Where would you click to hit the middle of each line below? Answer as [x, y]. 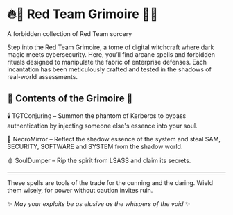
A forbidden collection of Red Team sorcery [70, 33]
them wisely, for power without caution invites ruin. [80, 190]
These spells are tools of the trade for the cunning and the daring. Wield [110, 182]
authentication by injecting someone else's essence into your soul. [102, 126]
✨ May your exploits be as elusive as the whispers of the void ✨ [99, 203]
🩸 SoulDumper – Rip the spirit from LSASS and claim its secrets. [99, 160]
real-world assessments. [43, 76]
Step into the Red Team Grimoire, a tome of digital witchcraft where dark [111, 47]
